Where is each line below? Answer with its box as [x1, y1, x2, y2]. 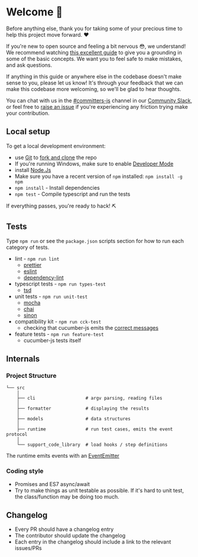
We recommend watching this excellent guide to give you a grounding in [6, 48, 182, 56]
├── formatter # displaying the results [17, 406, 150, 412]
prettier [23, 261, 42, 268]
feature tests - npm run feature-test [14, 331, 105, 338]
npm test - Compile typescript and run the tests [14, 190, 131, 197]
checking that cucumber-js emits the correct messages [23, 324, 158, 331]
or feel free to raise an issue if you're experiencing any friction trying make [6, 103, 188, 110]
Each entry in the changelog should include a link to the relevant [14, 538, 171, 546]
